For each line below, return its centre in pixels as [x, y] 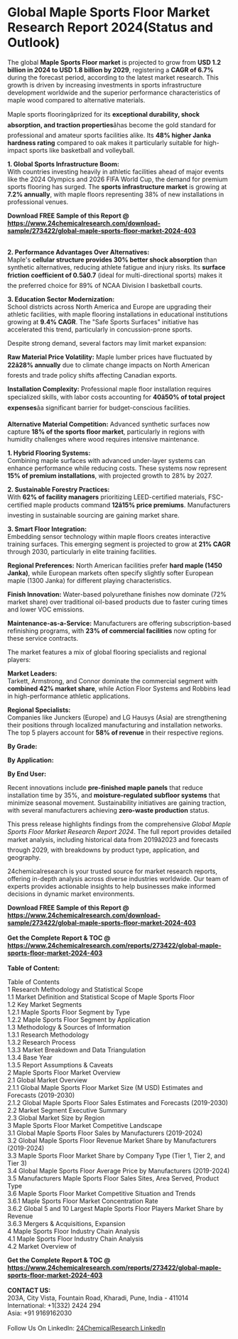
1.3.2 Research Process [42, 1042]
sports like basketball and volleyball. [82, 150]
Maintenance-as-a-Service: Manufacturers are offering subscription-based [119, 623]
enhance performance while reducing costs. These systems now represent [117, 468]
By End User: [27, 774]
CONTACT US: [29, 1290]
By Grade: [22, 746]
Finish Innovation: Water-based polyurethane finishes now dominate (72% [117, 594]
